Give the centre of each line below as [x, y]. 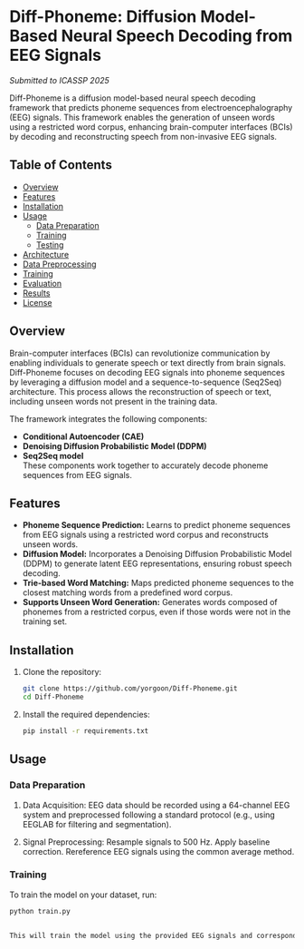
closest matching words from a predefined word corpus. [128, 592]
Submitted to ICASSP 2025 [60, 80]
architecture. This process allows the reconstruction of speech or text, [141, 391]
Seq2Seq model [53, 455]
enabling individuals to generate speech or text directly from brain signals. [148, 362]
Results [36, 293]
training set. [45, 621]
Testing [50, 245]
